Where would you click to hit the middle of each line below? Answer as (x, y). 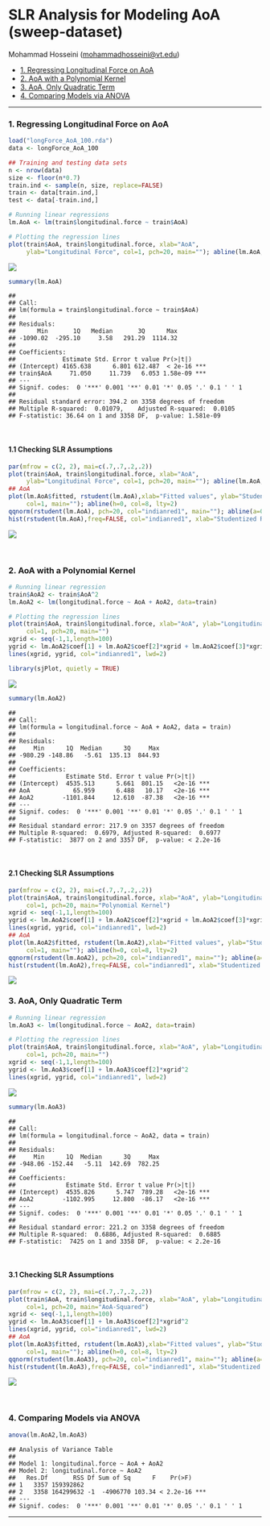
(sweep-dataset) (65, 32)
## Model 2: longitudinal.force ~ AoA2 (75, 1470)
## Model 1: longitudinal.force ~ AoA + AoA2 (86, 1464)
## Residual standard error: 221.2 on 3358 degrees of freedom (117, 1227)
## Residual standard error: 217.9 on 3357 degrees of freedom (117, 825)
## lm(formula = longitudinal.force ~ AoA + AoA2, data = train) (120, 727)
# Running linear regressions (59, 215)
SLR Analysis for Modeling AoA (115, 15)
